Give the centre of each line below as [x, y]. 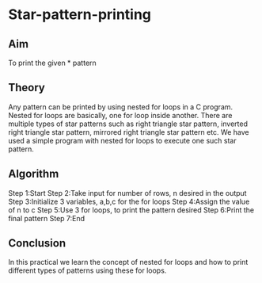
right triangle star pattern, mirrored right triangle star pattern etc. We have [129, 132]
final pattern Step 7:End [47, 218]
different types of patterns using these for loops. [87, 270]
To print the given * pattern [52, 63]
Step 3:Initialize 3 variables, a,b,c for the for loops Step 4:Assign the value [129, 201]
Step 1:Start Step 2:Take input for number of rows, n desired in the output [127, 193]
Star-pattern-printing [80, 15]
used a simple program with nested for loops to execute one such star [122, 140]
